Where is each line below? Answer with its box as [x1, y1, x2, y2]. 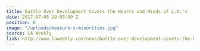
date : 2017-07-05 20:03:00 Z [6, 14, 79, 20]
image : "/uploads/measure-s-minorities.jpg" [6, 25, 118, 31]
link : [6, 36, 20, 42]
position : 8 [6, 19, 36, 25]
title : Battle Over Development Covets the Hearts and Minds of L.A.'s [6, 8, 187, 15]
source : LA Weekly [6, 30, 52, 36]
